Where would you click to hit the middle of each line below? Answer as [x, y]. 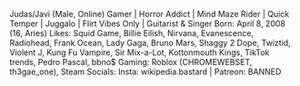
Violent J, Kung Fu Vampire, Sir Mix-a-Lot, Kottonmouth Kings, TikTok [140, 53]
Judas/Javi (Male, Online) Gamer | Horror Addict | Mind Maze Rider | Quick [150, 14]
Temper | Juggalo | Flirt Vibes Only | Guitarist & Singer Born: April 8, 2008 [148, 24]
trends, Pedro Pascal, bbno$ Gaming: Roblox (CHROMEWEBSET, [131, 62]
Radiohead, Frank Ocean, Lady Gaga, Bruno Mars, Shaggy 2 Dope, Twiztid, [150, 43]
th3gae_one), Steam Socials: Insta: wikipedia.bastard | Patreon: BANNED [145, 72]
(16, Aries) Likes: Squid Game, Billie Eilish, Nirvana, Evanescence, [132, 33]
